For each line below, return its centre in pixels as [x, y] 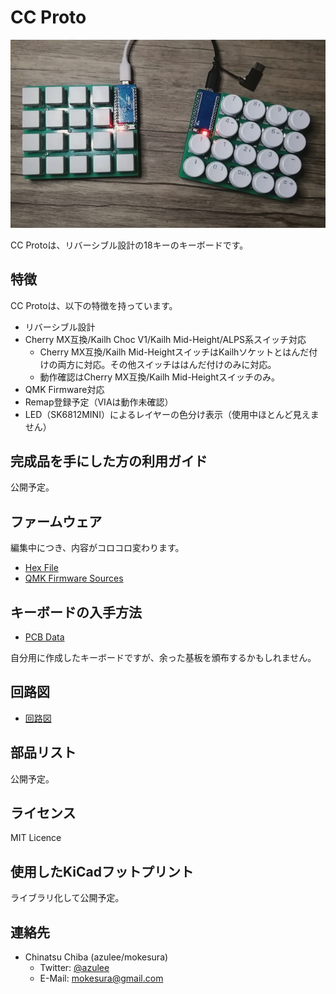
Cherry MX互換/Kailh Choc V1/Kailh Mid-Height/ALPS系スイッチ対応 [165, 339]
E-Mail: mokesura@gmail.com [101, 978]
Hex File [41, 568]
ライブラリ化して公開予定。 [67, 898]
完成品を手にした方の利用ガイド [109, 461]
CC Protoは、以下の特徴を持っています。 [94, 305]
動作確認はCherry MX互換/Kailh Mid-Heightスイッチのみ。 [160, 377]
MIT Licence [36, 838]
